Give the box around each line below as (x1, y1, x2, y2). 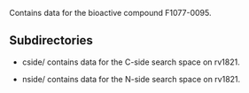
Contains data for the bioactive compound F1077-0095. (9, 8, 212, 18)
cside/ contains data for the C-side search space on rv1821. (21, 57, 241, 67)
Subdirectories (9, 33, 93, 48)
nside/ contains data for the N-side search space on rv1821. (21, 74, 241, 84)
